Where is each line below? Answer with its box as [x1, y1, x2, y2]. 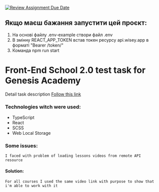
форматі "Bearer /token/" [12, 42, 64, 48]
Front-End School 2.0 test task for [5, 65, 146, 75]
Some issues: [5, 142, 38, 149]
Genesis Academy [5, 75, 81, 86]
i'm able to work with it [5, 183, 58, 188]
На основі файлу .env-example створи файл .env [12, 32, 113, 38]
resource [5, 158, 23, 163]
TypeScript [12, 115, 35, 120]
